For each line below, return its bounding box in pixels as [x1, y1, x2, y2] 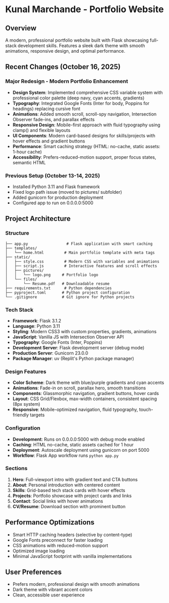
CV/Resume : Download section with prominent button [12, 503, 125, 509]
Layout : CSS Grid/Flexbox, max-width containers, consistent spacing [12, 396, 157, 402]
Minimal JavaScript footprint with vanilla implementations [12, 553, 132, 559]
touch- [139, 407, 153, 413]
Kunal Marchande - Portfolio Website [5, 4, 164, 15]
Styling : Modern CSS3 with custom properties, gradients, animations [12, 328, 157, 334]
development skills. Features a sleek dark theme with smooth [17, 43, 145, 49]
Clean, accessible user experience [12, 592, 85, 598]
